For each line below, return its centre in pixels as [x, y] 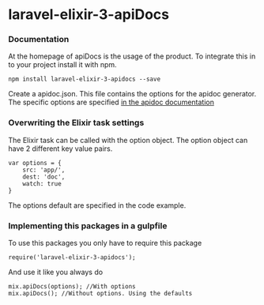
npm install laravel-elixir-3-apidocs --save [84, 79]
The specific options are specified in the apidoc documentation [111, 102]
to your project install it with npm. [62, 65]
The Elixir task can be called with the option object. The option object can [128, 140]
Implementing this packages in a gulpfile [88, 225]
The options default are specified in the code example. [97, 205]
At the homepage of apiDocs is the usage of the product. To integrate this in [132, 56]
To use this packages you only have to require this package [105, 243]
